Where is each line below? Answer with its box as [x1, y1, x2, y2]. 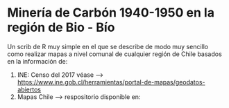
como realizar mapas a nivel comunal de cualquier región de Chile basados [7, 50, 222, 58]
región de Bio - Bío [7, 19, 115, 35]
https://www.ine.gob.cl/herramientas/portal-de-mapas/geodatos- [17, 78, 206, 86]
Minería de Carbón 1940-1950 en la [7, 5, 215, 21]
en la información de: [7, 57, 68, 65]
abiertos [17, 85, 42, 93]
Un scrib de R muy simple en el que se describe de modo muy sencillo [7, 42, 209, 51]
